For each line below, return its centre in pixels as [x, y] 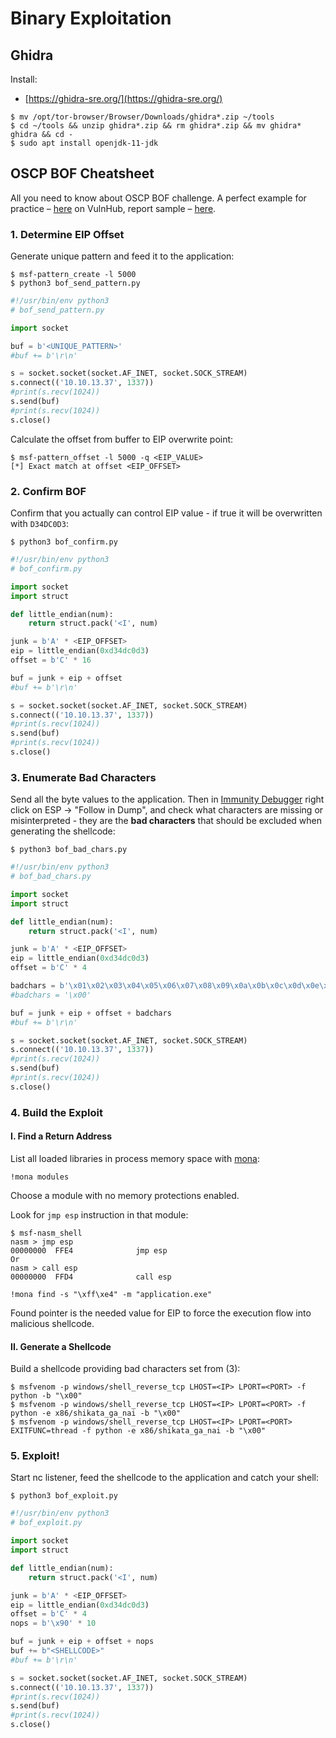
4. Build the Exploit [56, 1112]
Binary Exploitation [91, 18]
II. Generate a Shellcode [61, 1346]
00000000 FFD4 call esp [91, 1277]
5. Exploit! [35, 1456]
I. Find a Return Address [61, 1136]
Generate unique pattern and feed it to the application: [122, 256]
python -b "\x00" [46, 1396]
